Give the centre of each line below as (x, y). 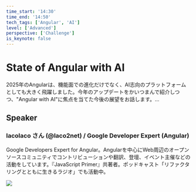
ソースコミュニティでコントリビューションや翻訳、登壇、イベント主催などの (98, 157)
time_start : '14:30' (31, 11)
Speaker (22, 118)
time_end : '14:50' (28, 17)
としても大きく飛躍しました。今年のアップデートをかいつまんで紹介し (90, 92)
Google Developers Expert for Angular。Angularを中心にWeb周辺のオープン (98, 149)
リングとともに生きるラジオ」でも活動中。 (58, 172)
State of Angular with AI (65, 68)
